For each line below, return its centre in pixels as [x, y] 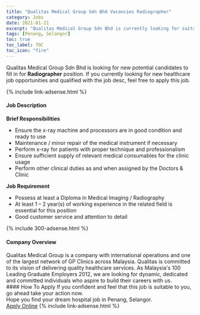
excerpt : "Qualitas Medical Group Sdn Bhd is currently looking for [93, 28]
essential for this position [46, 210]
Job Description [26, 106]
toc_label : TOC [25, 45]
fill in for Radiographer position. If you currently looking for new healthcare [98, 74]
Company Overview [31, 242]
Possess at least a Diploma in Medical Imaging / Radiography [90, 197]
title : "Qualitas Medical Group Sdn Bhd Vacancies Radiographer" [89, 12]
